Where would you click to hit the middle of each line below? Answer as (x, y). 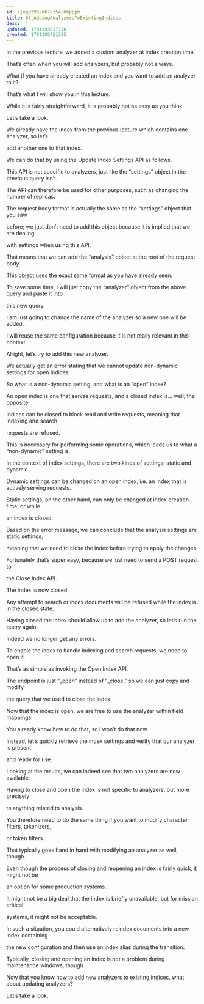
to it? (12, 83)
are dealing (20, 234)
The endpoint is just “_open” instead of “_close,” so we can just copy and (98, 681)
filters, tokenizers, (29, 827)
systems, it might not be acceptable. (52, 917)
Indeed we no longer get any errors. (51, 639)
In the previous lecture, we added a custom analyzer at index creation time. (101, 52)
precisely (18, 796)
